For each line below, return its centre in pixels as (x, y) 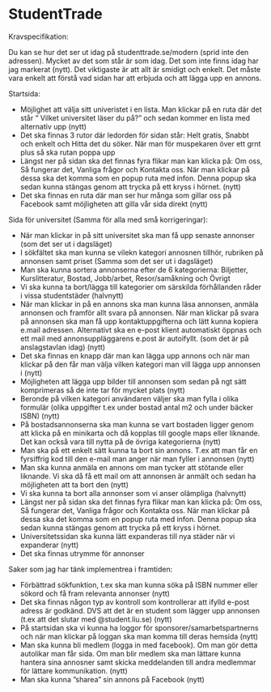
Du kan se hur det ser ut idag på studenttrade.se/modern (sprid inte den (129, 52)
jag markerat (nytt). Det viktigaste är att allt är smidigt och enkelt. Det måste (135, 69)
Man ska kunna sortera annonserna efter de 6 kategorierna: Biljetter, (134, 270)
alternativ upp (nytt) (53, 126)
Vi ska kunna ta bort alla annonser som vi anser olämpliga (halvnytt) (133, 493)
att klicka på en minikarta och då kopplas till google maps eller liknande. (140, 433)
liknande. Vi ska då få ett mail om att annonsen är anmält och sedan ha (138, 476)
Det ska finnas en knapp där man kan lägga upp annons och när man (135, 355)
